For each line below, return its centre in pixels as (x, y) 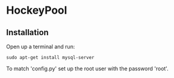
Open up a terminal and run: (41, 46)
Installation (27, 32)
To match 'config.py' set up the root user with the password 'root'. (87, 68)
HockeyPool (37, 10)
